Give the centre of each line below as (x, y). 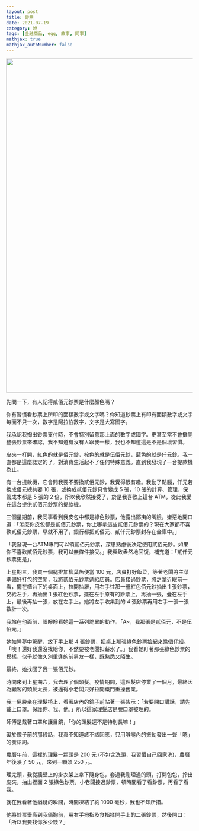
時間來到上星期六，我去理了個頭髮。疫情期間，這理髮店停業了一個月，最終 (97, 681)
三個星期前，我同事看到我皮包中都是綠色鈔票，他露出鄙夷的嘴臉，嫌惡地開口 (99, 517)
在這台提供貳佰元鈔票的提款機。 (45, 504)
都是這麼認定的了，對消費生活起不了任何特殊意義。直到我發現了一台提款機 (102, 462)
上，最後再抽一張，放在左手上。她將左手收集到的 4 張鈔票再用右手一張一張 (97, 601)
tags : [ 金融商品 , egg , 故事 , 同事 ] (46, 34)
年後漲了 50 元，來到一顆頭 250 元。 (51, 762)
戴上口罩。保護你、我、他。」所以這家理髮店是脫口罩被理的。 (80, 709)
